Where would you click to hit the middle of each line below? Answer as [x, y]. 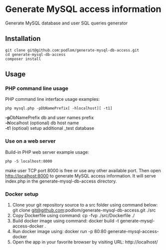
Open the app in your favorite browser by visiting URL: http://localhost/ [85, 242]
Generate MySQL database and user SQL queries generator [67, 23]
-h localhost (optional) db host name [42, 123]
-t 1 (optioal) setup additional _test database [50, 128]
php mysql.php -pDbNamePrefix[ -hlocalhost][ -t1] [59, 108]
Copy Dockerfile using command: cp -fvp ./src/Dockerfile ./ [74, 216]
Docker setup [22, 194]
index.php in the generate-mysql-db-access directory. [61, 181]
